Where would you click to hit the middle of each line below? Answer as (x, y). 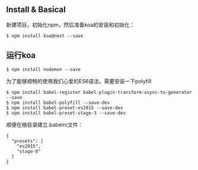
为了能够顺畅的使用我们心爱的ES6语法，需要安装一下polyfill (79, 81)
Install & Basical (36, 10)
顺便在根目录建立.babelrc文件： (45, 125)
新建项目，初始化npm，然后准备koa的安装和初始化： (71, 24)
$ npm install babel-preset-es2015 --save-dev (65, 108)
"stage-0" (29, 151)
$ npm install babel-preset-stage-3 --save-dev (66, 113)
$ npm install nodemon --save (44, 69)
